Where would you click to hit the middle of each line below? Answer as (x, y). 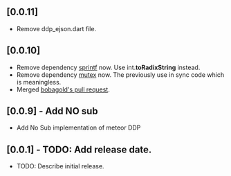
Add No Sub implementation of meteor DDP (78, 127)
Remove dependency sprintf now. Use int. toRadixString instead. (108, 67)
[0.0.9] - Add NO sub (52, 111)
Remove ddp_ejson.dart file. (56, 28)
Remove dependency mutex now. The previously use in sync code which (120, 74)
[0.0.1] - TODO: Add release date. (79, 149)
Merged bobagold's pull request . (63, 89)
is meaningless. (39, 82)
